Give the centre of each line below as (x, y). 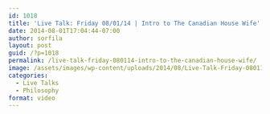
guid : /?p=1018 (34, 53)
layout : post (30, 46)
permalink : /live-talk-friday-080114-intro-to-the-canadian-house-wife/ (133, 61)
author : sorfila (35, 38)
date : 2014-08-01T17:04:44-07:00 (64, 31)
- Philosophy (37, 90)
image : (19, 68)
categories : (28, 75)
